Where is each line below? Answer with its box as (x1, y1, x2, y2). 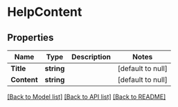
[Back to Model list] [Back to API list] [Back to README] (7, 93, 166, 101)
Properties (7, 32, 54, 43)
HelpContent (7, 4, 82, 20)
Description (71, 52, 111, 61)
